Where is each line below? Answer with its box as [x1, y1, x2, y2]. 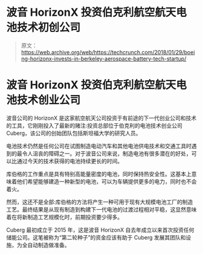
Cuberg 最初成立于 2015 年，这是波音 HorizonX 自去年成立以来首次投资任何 [6, 226, 195, 233]
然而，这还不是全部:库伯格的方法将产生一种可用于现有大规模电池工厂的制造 [6, 198, 193, 206]
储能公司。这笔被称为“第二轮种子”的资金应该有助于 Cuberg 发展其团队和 [6, 233, 186, 241]
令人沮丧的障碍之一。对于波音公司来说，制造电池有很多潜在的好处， [22, 149, 192, 157]
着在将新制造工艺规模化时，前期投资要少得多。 [6, 213, 123, 221]
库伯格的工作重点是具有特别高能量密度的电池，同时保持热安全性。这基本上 [6, 170, 192, 177]
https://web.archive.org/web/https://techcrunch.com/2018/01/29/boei [21, 48, 195, 56]
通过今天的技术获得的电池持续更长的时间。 [16, 157, 123, 164]
